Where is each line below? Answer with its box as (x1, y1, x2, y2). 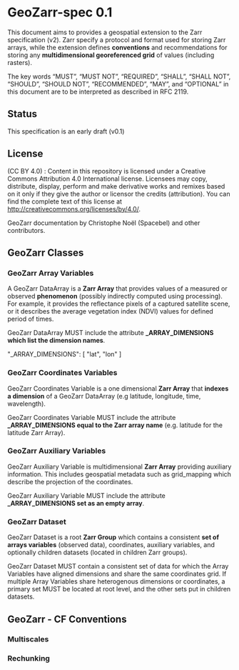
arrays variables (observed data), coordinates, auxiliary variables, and (7, 541, 215, 549)
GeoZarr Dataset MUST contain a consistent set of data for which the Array (7, 562, 229, 571)
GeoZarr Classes (7, 246, 84, 259)
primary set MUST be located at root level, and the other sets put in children (7, 585, 231, 594)
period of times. (7, 315, 54, 324)
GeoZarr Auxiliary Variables (7, 446, 106, 456)
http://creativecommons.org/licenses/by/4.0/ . (7, 204, 141, 213)
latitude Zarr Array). (7, 428, 66, 436)
